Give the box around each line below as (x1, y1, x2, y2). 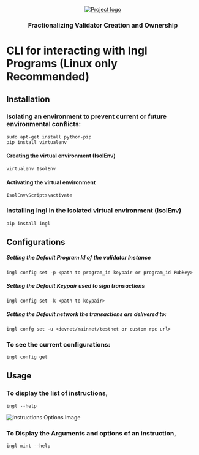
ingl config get (6, 354, 48, 361)
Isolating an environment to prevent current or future (6, 112, 167, 121)
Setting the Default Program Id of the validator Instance (6, 254, 151, 261)
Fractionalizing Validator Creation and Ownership (28, 21, 178, 29)
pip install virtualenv (6, 139, 67, 145)
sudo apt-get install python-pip (6, 133, 92, 140)
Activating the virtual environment (6, 178, 96, 186)
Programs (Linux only (6, 57, 118, 70)
